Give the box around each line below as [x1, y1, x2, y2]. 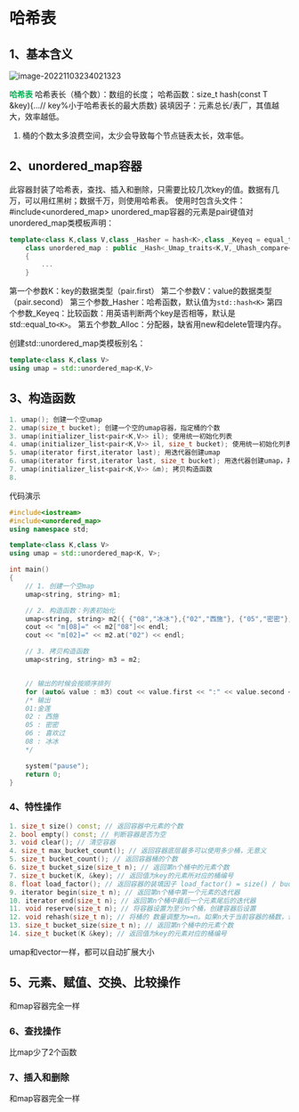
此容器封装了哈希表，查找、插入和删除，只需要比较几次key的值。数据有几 [9, 184, 280, 194]
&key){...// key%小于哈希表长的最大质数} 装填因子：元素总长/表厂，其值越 [9, 100, 280, 110]
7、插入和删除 [9, 1071, 69, 1083]
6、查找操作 [9, 1025, 61, 1037]
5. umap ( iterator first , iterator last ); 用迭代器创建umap [9, 448, 221, 457]
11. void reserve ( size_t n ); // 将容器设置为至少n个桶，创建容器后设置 [9, 904, 256, 913]
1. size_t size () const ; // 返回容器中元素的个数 [9, 822, 184, 830]
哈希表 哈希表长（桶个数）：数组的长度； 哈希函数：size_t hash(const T [9, 89, 269, 99]
